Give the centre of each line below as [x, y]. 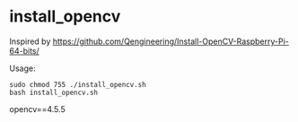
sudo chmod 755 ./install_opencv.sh [78, 84]
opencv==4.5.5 [37, 109]
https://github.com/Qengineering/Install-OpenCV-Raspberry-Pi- [171, 41]
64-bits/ [25, 50]
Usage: [22, 68]
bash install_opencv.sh [54, 92]
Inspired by [30, 41]
